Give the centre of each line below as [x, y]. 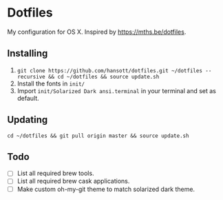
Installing [28, 53]
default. [28, 98]
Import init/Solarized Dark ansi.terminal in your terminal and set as [117, 90]
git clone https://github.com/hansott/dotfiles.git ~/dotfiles [110, 70]
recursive [31, 77]
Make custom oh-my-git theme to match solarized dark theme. [106, 189]
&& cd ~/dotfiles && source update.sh [104, 77]
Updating [28, 120]
